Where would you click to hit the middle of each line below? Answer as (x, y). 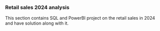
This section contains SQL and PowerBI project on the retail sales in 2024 (80, 18)
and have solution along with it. (37, 23)
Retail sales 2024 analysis (37, 7)
